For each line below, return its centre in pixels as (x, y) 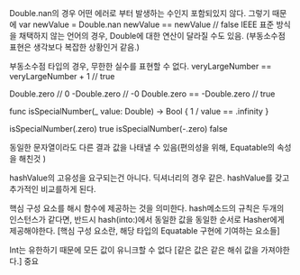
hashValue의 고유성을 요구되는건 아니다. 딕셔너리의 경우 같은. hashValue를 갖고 (150, 178)
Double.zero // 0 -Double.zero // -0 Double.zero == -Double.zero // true (142, 94)
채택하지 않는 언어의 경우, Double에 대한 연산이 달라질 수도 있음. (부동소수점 (152, 36)
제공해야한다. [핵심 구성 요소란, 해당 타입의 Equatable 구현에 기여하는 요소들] (145, 231)
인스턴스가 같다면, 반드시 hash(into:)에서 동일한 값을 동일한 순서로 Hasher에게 (147, 220)
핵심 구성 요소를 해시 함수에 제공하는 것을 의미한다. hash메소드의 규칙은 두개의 (147, 208)
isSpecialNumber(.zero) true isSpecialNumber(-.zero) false (118, 128)
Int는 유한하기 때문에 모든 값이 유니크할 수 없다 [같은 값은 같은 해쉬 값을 (134, 250)
